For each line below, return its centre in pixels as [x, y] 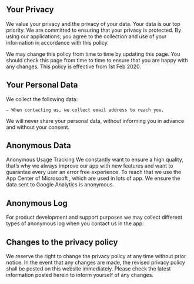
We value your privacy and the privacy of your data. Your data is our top [93, 24]
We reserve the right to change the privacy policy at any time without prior [96, 256]
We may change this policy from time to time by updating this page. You [93, 54]
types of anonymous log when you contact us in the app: [75, 223]
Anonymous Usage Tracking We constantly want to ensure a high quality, [95, 160]
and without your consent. [38, 127]
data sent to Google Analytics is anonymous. [60, 185]
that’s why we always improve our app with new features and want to [90, 166]
